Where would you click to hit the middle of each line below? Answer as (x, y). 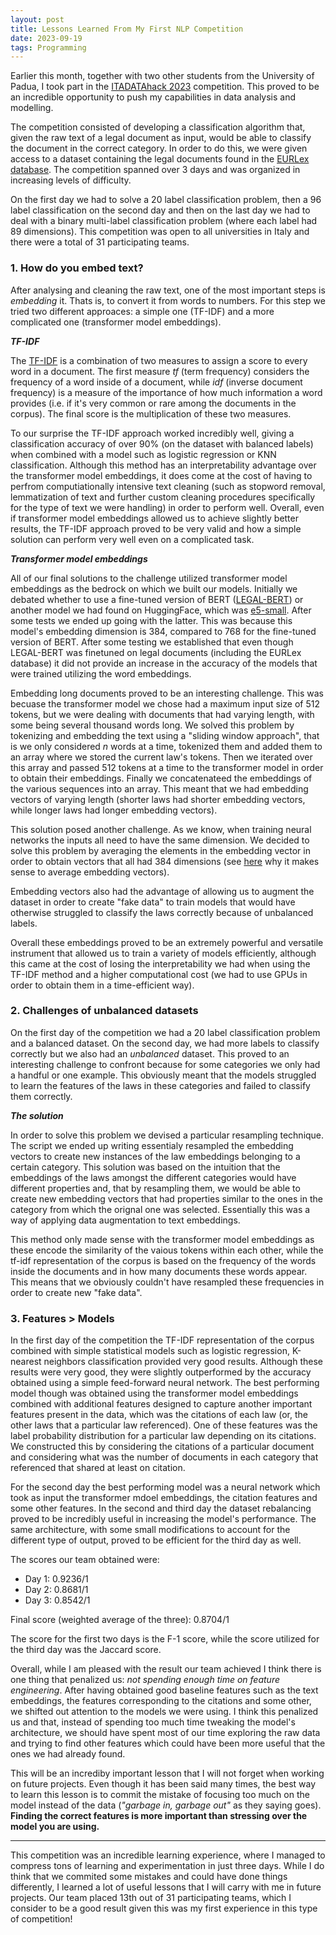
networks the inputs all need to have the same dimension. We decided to (160, 840)
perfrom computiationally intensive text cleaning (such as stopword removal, (168, 486)
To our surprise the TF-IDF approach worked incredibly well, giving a (152, 433)
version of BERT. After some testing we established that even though (152, 642)
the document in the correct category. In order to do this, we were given (159, 148)
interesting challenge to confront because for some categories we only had (165, 1064)
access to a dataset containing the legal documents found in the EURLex (160, 159)
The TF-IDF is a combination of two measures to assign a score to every (159, 360)
